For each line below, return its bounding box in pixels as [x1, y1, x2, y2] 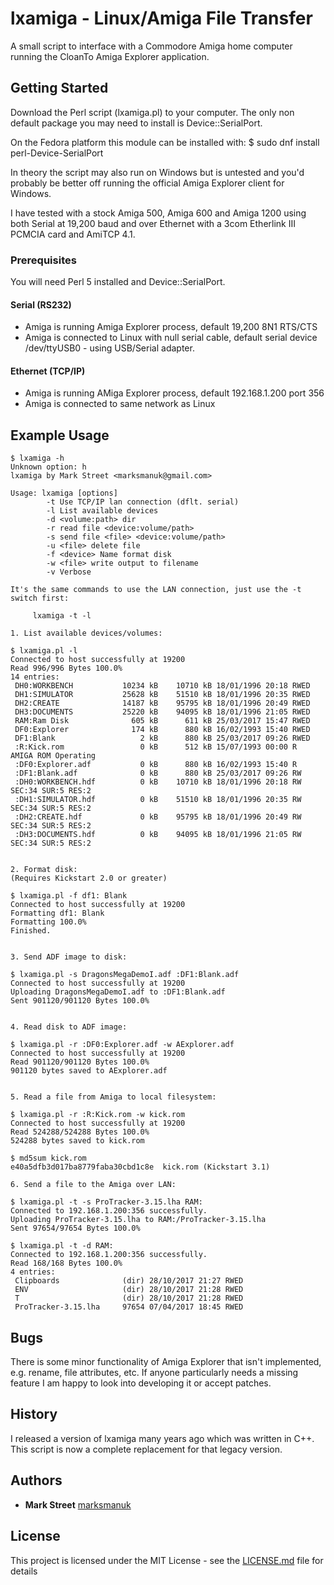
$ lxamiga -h [10, 453, 65, 464]
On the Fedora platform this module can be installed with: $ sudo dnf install [10, 136, 320, 148]
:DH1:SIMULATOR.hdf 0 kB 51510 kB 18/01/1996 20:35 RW [14, 795, 302, 805]
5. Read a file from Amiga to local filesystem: [10, 1092, 217, 1102]
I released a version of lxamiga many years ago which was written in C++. [10, 1432, 315, 1444]
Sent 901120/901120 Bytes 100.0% [10, 996, 150, 1006]
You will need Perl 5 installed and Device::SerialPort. [10, 276, 226, 288]
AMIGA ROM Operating [10, 751, 97, 761]
